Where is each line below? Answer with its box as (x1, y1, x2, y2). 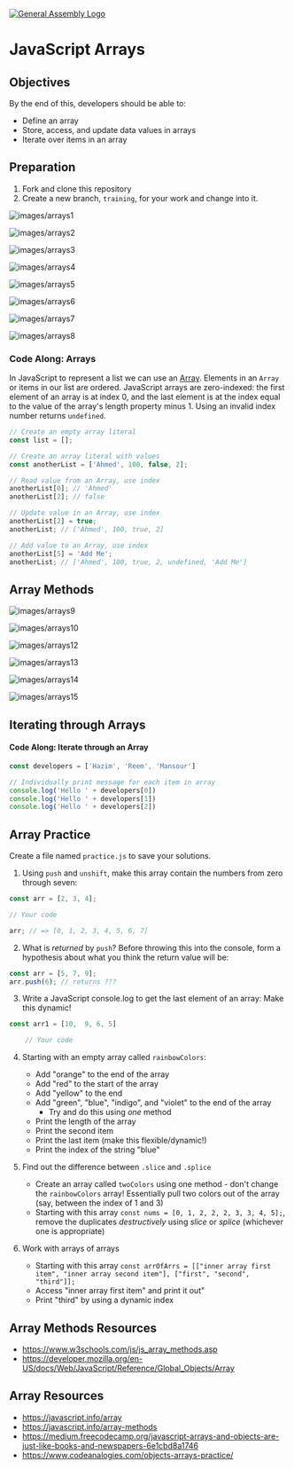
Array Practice (9, 827, 91, 842)
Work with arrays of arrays (21, 1243, 120, 1254)
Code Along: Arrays (9, 352, 97, 365)
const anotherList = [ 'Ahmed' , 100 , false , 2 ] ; (9, 460, 189, 469)
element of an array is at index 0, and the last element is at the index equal (9, 391, 281, 403)
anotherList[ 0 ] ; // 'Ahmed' (9, 484, 113, 493)
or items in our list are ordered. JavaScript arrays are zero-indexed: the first (9, 382, 285, 393)
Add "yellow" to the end (35, 1088, 123, 1099)
